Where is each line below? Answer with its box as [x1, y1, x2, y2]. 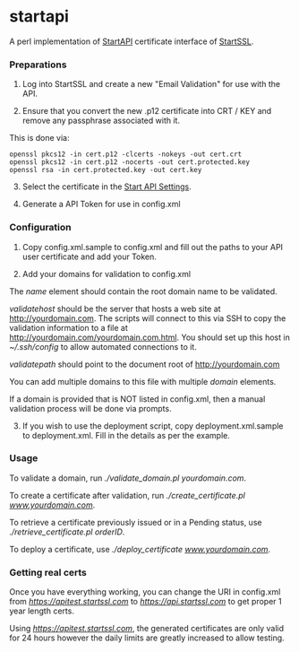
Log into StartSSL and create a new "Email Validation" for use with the [21, 79, 280, 90]
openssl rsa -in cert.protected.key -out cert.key [9, 166, 202, 175]
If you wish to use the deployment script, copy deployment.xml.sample [21, 420, 284, 431]
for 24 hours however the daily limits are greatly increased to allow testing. [9, 632, 285, 643]
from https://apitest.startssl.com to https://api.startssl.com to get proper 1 [9, 596, 282, 607]
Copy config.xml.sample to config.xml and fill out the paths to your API [21, 241, 284, 252]
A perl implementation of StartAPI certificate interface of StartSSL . [9, 36, 254, 47]
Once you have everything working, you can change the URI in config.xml [9, 587, 281, 597]
